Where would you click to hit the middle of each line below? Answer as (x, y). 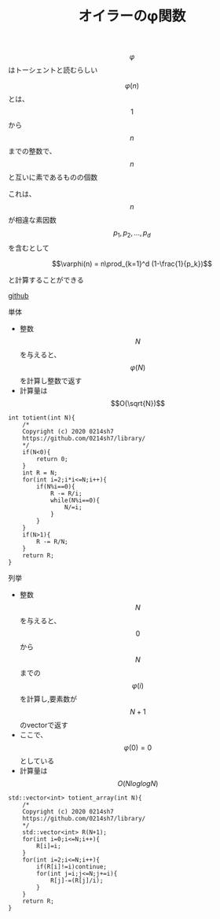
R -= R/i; (66, 493)
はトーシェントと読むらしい (53, 70)
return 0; (52, 459)
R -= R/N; (52, 541)
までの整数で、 (32, 151)
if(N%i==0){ (56, 486)
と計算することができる (46, 279)
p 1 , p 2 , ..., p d (132, 234)
